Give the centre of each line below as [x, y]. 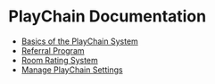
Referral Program [53, 50]
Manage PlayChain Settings [72, 70]
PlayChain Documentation [107, 17]
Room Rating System [60, 60]
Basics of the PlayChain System [80, 41]
